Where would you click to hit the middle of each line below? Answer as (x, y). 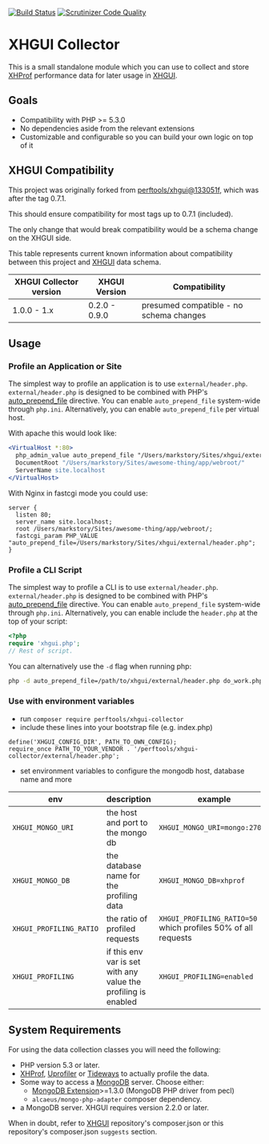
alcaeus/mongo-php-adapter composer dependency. (117, 1099)
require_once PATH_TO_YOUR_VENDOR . (69, 749)
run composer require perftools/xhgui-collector (102, 719)
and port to (127, 822)
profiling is (126, 991)
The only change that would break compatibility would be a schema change (133, 229)
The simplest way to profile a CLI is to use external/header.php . (113, 587)
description (128, 799)
